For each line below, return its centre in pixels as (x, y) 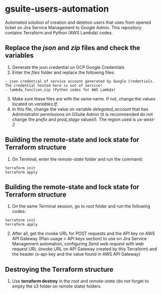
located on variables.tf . (35, 104)
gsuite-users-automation (57, 9)
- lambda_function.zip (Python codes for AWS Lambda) (60, 90)
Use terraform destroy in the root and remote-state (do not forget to (80, 281)
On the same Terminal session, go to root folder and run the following (81, 206)
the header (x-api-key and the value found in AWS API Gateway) (76, 254)
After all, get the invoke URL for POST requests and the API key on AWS (83, 233)
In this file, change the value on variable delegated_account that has (80, 109)
